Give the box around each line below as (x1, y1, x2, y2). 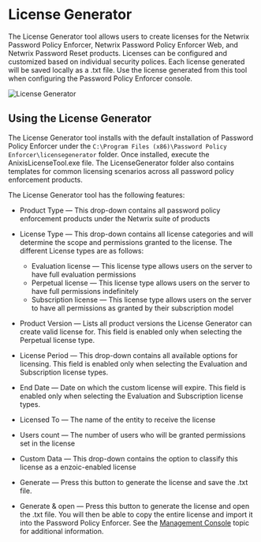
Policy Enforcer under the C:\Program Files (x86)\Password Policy (8, 141, 227, 151)
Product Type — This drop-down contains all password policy (19, 205, 221, 215)
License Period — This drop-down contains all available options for (19, 350, 238, 360)
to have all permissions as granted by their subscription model (31, 303, 234, 313)
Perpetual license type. (19, 335, 95, 344)
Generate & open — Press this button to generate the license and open (19, 501, 250, 510)
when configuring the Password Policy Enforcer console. (8, 73, 193, 83)
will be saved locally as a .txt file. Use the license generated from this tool (8, 65, 248, 74)
